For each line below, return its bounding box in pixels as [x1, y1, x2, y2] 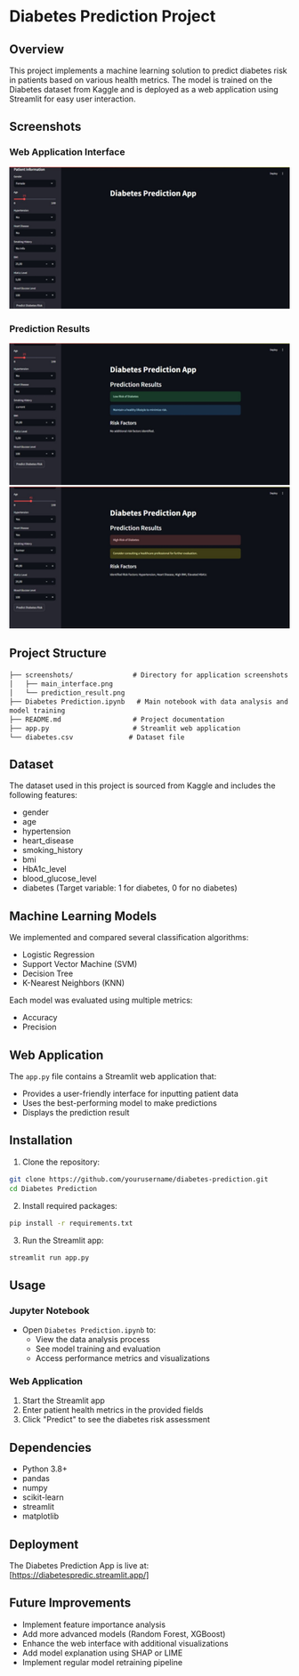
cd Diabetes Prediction [9, 1184, 98, 1193]
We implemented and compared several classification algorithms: [9, 932, 249, 943]
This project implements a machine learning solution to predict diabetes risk [9, 65, 287, 76]
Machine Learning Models [9, 908, 158, 923]
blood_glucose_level [21, 874, 97, 884]
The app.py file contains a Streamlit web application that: [9, 1071, 217, 1082]
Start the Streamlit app [21, 1395, 105, 1406]
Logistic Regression [21, 949, 95, 960]
